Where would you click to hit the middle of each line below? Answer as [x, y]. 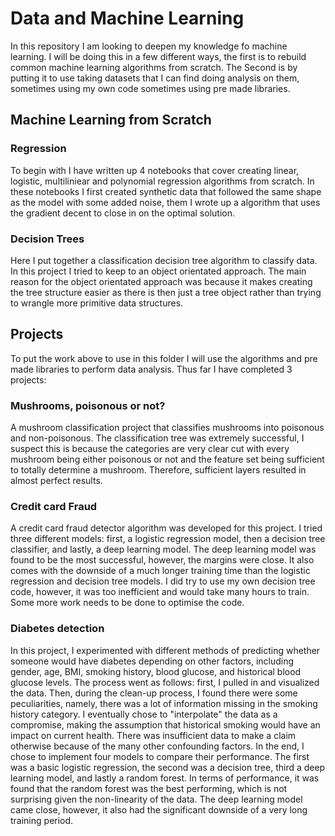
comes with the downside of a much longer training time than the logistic [160, 571]
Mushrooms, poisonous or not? [88, 405]
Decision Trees [47, 239]
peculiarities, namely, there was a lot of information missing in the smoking [164, 703]
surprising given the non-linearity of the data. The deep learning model [156, 799]
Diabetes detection [57, 629]
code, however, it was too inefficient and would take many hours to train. [160, 592]
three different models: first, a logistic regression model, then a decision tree [168, 539]
